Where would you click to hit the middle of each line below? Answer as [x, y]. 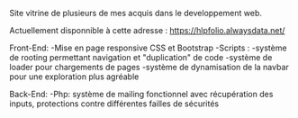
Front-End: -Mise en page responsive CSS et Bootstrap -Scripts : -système [148, 48]
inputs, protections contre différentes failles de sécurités [114, 104]
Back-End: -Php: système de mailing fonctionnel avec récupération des [141, 94]
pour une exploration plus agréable [74, 77]
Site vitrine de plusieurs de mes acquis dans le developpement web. [136, 13]
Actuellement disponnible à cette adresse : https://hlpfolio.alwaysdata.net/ [147, 30]
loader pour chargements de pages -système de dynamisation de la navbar [149, 67]
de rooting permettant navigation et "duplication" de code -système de [141, 57]
